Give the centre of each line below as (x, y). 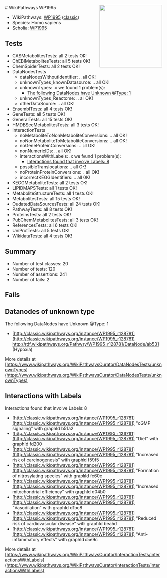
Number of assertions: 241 (40, 274)
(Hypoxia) (22, 349)
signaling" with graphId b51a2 (43, 428)
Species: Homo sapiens (37, 23)
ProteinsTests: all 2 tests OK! (42, 214)
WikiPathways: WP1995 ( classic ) (46, 17)
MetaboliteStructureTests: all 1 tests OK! (53, 193)
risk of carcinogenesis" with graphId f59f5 (56, 460)
